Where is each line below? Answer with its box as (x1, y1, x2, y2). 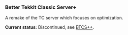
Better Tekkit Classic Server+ (5, 4, 77, 11)
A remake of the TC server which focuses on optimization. (5, 15, 123, 21)
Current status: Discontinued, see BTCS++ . (5, 24, 95, 30)
